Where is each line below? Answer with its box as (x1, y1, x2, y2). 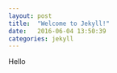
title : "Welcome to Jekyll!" (8, 19, 111, 28)
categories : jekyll (8, 34, 74, 43)
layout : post (8, 11, 52, 20)
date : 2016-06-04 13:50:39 (8, 27, 107, 35)
